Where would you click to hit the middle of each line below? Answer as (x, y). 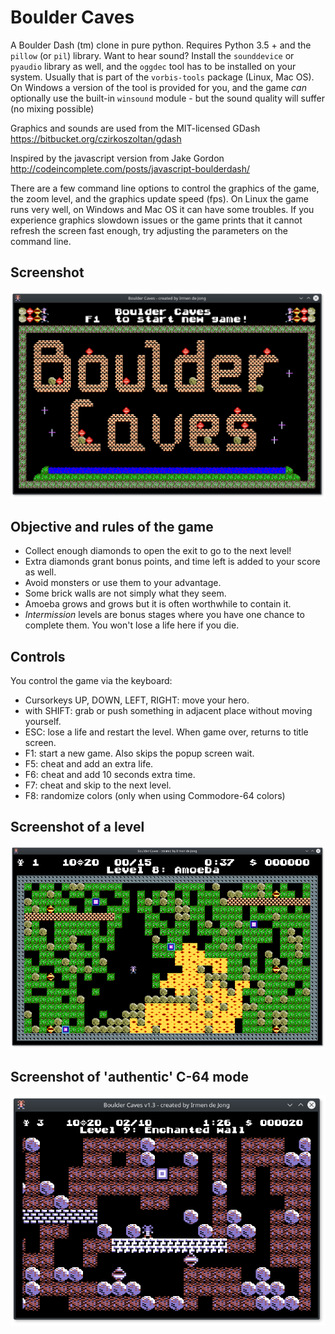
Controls (38, 656)
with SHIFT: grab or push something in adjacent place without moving (168, 710)
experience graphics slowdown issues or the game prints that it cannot (156, 220)
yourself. (43, 721)
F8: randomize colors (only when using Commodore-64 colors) (155, 795)
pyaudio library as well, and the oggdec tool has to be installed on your (153, 66)
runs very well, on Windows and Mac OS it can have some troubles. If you (162, 209)
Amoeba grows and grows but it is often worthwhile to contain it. (158, 604)
